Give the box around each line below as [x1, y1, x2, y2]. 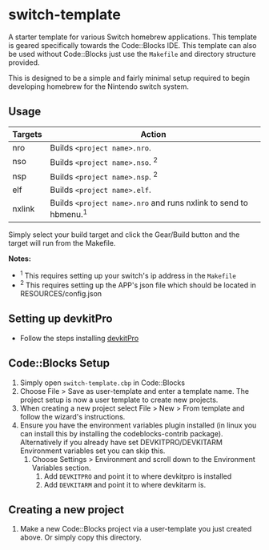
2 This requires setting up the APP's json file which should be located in [19, 279, 256, 290]
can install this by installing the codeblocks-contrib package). [19, 428, 223, 438]
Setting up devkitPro [8, 312, 113, 326]
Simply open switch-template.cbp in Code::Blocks [19, 378, 186, 387]
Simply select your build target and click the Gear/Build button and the [8, 230, 240, 239]
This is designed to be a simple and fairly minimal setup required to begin [8, 73, 251, 82]
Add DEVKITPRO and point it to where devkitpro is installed [43, 471, 232, 481]
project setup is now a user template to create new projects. [19, 395, 219, 404]
